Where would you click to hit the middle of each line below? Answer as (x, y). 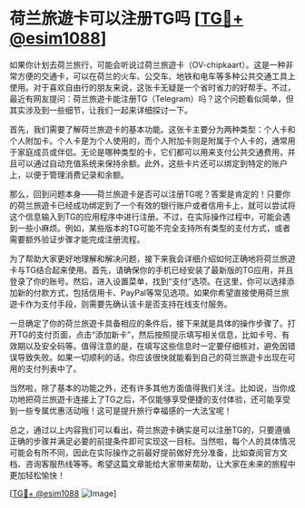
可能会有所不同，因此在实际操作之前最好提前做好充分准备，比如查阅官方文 (148, 452)
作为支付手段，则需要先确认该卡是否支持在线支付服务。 (128, 304)
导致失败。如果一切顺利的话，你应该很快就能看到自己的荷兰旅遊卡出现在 (152, 357)
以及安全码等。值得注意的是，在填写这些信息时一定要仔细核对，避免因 (156, 346)
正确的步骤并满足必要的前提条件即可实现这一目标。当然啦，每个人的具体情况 (152, 441)
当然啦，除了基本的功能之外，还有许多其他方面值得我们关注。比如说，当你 (148, 387)
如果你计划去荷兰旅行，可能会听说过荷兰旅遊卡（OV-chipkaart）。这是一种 (148, 64)
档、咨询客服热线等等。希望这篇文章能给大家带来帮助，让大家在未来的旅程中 (152, 464)
